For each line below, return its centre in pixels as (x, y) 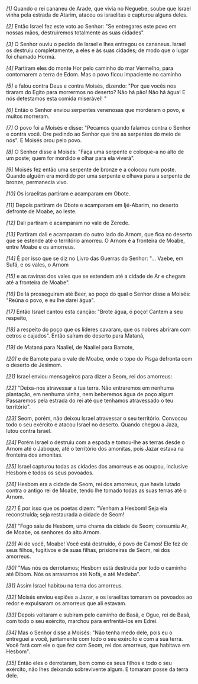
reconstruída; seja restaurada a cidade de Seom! (65, 514)
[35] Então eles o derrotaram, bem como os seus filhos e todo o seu (89, 663)
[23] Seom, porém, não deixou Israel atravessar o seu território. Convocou (97, 418)
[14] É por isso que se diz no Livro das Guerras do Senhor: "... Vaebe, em (95, 258)
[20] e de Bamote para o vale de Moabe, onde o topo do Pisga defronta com (99, 359)
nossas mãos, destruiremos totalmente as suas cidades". (75, 33)
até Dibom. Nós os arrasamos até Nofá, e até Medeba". (73, 574)
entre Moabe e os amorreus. (41, 247)
